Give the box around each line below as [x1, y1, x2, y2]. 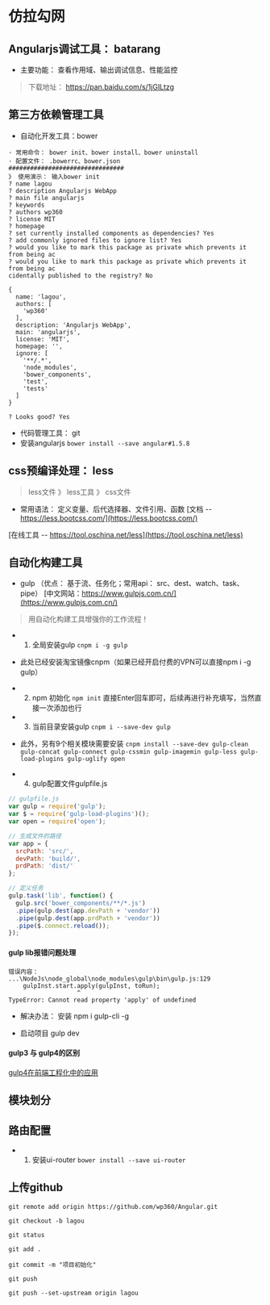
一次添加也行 [39, 703, 82, 713]
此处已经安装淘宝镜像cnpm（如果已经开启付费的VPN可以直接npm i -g [19, 657, 251, 667]
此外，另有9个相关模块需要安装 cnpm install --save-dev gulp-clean [19, 739, 248, 749]
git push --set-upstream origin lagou [8, 1289, 139, 1297]
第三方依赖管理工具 [8, 108, 104, 122]
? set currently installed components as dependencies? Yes [8, 229, 215, 237]
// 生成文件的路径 [8, 832, 62, 840]
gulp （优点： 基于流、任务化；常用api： [19, 579, 156, 588]
